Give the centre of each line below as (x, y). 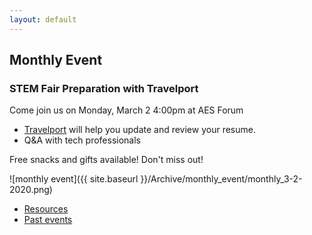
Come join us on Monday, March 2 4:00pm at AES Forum (126, 110)
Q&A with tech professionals (82, 140)
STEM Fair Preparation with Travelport (104, 88)
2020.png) (31, 190)
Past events (48, 220)
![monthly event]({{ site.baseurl (74, 179)
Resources (46, 209)
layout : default (43, 19)
